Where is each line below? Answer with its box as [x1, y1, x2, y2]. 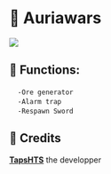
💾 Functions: [9, 62, 80, 78]
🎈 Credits [9, 130, 62, 146]
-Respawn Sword [17, 107, 74, 115]
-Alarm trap [17, 97, 62, 106]
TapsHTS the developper [9, 154, 102, 165]
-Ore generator [17, 88, 74, 97]
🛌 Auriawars [9, 8, 102, 28]
